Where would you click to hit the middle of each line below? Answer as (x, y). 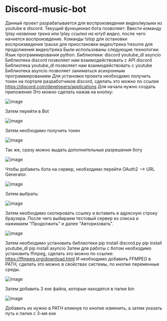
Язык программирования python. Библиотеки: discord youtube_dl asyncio (83, 55)
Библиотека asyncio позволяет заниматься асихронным (65, 70)
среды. (13, 269)
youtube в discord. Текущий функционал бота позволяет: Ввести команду (83, 28)
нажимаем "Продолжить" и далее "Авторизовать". (59, 223)
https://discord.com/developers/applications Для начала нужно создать (81, 86)
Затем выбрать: (22, 193)
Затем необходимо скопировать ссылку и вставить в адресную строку (82, 213)
